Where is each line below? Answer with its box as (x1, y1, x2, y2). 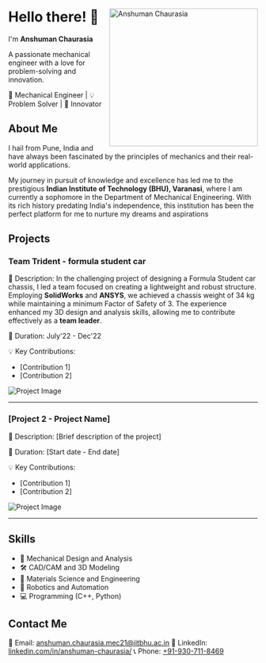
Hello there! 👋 (8, 8, 99, 26)
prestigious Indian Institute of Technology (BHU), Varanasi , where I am (8, 183, 243, 194)
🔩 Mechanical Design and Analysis (19, 554, 133, 563)
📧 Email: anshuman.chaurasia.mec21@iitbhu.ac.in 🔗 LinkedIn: (8, 638, 208, 648)
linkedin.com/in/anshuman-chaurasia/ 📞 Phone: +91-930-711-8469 (8, 646, 224, 656)
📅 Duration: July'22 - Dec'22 (8, 331, 101, 341)
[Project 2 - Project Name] (8, 413, 111, 424)
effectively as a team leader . (8, 316, 102, 325)
